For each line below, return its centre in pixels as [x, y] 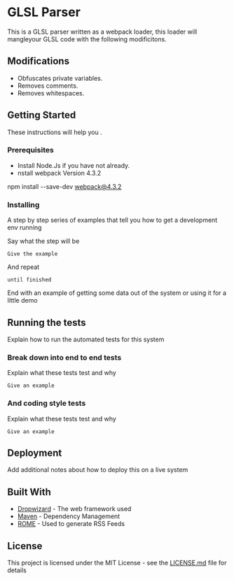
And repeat [23, 267]
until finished [29, 280]
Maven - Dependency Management [69, 516]
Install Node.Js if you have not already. [74, 165]
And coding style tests [47, 403]
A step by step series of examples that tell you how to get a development [112, 220]
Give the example [33, 254]
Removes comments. [48, 86]
